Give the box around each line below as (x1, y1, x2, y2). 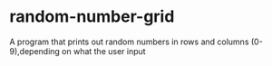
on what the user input (62, 45, 147, 56)
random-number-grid (9, 6, 175, 27)
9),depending (9, 45, 61, 56)
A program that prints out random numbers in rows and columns (9, 36, 249, 47)
